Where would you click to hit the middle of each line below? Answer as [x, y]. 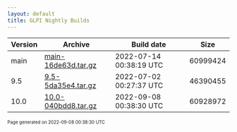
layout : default [31, 14]
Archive [76, 44]
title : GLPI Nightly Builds [49, 20]
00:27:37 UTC [139, 85]
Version [24, 44]
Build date [149, 44]
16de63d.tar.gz [71, 65]
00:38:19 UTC [139, 65]
